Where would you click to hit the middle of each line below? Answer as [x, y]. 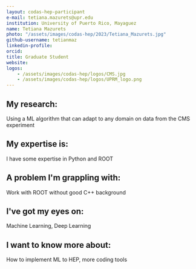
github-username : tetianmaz [42, 40]
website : [17, 62]
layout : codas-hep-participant [46, 12]
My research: [32, 104]
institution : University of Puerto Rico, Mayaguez [71, 23]
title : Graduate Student [38, 57]
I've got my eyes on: [45, 211]
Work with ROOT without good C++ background [66, 192]
